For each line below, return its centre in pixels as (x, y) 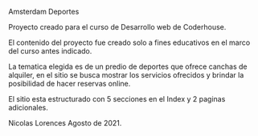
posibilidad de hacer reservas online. (70, 84)
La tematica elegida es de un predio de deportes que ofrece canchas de (128, 66)
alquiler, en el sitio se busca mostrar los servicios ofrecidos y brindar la (126, 75)
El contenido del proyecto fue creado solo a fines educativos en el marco (129, 42)
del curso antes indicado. (50, 51)
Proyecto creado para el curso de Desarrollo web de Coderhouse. (117, 27)
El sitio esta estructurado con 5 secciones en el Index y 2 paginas (117, 99)
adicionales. (28, 108)
